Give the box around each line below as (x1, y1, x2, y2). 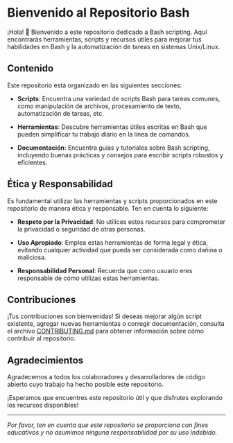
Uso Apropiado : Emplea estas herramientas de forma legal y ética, (17, 238, 208, 247)
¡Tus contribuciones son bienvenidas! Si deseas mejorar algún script (7, 312, 202, 320)
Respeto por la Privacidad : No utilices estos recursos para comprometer (17, 217, 226, 226)
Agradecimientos (7, 354, 84, 366)
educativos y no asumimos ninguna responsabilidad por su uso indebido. (7, 428, 218, 437)
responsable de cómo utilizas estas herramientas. (17, 274, 160, 282)
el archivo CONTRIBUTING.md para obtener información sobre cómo (7, 327, 205, 336)
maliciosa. (17, 253, 46, 261)
